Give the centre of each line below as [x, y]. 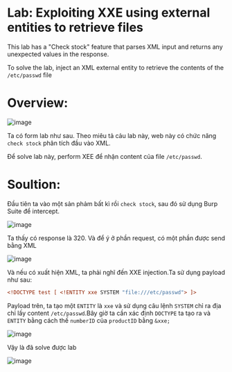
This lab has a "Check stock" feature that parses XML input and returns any [115, 46]
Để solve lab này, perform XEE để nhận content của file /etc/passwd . [105, 156]
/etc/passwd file [29, 75]
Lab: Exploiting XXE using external [109, 13]
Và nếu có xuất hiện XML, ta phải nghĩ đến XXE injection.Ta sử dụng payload [116, 272]
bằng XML [22, 245]
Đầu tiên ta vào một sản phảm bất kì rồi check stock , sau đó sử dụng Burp [113, 203]
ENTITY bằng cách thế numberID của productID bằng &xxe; [89, 320]
